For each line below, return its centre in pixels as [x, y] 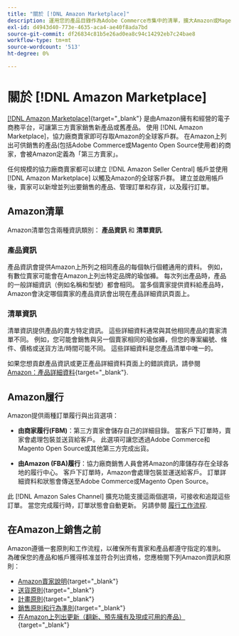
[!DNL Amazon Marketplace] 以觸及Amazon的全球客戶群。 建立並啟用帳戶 [116, 178]
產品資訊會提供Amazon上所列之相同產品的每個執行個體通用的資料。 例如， [117, 267]
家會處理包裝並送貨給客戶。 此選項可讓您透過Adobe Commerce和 [114, 440]
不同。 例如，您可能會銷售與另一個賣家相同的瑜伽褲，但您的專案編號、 [117, 339]
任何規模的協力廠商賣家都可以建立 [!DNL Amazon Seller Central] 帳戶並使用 [118, 169]
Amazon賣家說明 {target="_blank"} [68, 581]
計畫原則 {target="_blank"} [56, 599]
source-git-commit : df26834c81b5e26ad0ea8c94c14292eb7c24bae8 [101, 34]
